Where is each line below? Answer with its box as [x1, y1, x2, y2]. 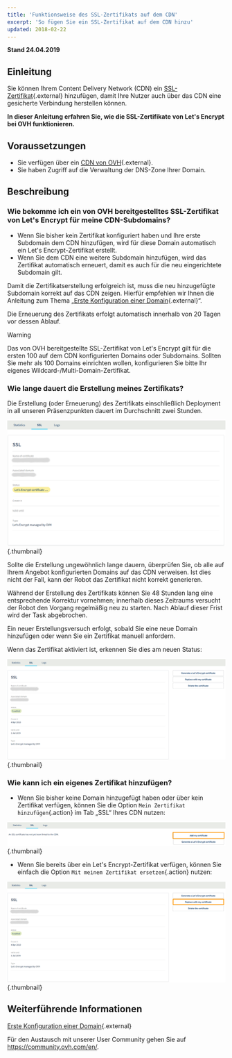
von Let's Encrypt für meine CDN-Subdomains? [7, 215, 171, 225]
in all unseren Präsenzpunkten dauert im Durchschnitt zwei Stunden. [7, 406, 203, 414]
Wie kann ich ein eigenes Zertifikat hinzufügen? [7, 778, 172, 787]
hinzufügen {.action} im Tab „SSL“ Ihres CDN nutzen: [17, 808, 166, 816]
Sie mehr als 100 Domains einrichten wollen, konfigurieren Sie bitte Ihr [7, 358, 208, 367]
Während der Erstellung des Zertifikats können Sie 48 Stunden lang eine [7, 589, 213, 597]
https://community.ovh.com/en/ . [7, 1042, 99, 1051]
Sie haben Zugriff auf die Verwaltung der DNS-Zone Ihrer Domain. [17, 166, 206, 174]
